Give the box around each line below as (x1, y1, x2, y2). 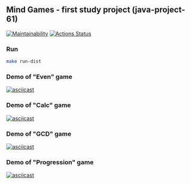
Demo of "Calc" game (6, 101, 71, 109)
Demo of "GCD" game (6, 130, 72, 138)
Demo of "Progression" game (6, 158, 94, 166)
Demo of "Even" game (6, 72, 73, 81)
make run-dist (6, 59, 42, 65)
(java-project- (131, 5, 186, 15)
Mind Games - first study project (6, 5, 131, 15)
